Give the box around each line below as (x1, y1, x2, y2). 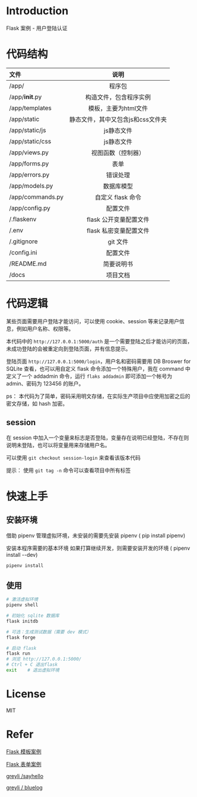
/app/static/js (9, 126, 46, 134)
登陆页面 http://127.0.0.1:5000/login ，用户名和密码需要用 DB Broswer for (6, 358, 191, 365)
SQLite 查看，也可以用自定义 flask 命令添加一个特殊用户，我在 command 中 (6, 365, 191, 372)
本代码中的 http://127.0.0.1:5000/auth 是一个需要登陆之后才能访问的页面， (6, 337, 193, 345)
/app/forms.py (9, 159, 49, 167)
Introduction (6, 4, 69, 18)
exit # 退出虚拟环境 (6, 667, 59, 674)
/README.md (9, 259, 47, 267)
